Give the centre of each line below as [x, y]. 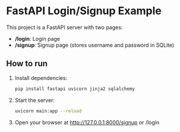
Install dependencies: [41, 78]
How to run [27, 64]
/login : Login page [37, 38]
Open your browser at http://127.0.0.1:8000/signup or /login [87, 122]
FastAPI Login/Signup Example [84, 11]
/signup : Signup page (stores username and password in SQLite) [94, 45]
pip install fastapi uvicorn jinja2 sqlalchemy [75, 89]
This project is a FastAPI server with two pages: [64, 27]
